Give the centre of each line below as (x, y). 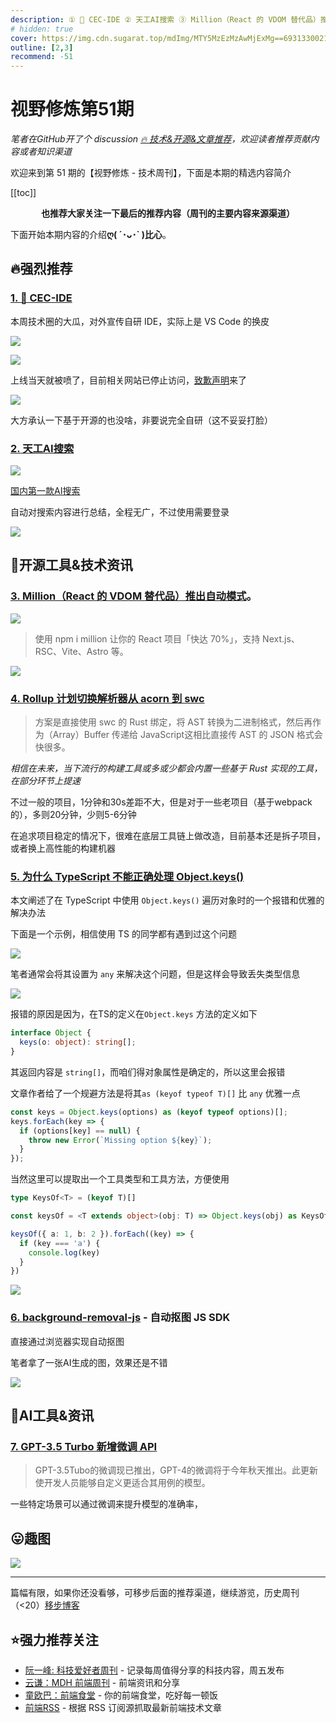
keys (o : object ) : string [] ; (78, 1042)
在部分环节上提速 (45, 781)
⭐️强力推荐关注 (54, 1639)
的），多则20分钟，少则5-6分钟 (73, 815)
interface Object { (51, 1033)
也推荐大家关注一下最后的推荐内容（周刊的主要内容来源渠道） (168, 213)
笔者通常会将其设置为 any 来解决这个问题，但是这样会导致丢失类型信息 (155, 974)
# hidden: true (42, 29)
